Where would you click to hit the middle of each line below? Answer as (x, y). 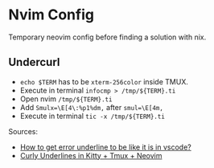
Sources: (23, 131)
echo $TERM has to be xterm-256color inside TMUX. (104, 81)
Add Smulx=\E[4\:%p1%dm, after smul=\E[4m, (91, 107)
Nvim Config (51, 15)
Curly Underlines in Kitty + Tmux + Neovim (91, 155)
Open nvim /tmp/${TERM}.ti (66, 99)
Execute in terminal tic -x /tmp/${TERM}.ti (92, 116)
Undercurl (34, 62)
